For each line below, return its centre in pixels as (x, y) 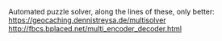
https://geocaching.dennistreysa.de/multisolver (88, 20)
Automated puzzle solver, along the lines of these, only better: (112, 12)
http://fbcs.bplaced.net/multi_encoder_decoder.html (95, 29)
